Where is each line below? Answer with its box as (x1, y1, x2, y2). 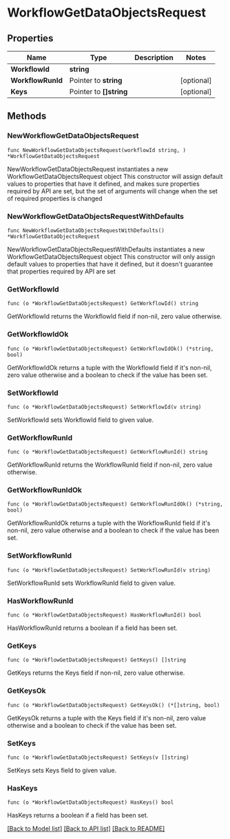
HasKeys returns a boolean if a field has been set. (7, 811, 149, 820)
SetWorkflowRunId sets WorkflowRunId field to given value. (7, 579, 176, 587)
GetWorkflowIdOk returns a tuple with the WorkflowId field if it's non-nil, (7, 363, 212, 372)
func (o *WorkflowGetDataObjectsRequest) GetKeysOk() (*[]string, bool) (7, 702, 220, 708)
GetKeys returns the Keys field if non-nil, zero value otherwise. (7, 668, 185, 677)
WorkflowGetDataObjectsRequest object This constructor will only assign (7, 252, 216, 260)
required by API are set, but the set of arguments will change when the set (7, 186, 218, 195)
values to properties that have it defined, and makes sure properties (7, 180, 200, 188)
